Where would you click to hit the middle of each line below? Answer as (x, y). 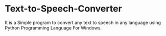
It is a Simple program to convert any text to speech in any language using (83, 22)
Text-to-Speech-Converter (63, 9)
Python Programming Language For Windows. (53, 27)
